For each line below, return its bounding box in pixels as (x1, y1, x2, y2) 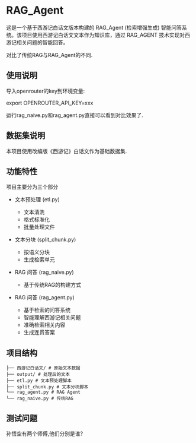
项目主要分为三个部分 (6, 183, 58, 191)
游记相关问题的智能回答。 (6, 39, 69, 46)
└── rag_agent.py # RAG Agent (6, 390, 81, 395)
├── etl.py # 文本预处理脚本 (6, 378, 72, 384)
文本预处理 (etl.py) (14, 196, 60, 203)
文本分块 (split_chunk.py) (14, 236, 76, 243)
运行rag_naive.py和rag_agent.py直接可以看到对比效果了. (6, 111, 143, 119)
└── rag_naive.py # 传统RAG (6, 395, 74, 401)
